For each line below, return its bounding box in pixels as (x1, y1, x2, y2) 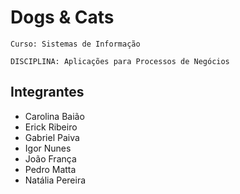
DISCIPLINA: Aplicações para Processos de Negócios (10, 56, 230, 66)
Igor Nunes (24, 142, 72, 154)
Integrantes (10, 84, 85, 101)
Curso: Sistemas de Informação (10, 39, 141, 49)
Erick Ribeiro (24, 121, 78, 133)
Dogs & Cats (10, 6, 115, 29)
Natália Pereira (24, 174, 87, 186)
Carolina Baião (24, 110, 85, 122)
